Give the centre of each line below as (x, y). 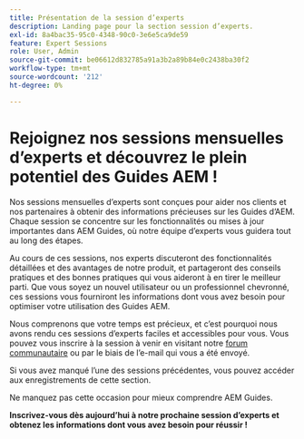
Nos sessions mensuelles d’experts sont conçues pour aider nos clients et (148, 201)
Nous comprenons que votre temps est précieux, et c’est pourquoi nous (144, 324)
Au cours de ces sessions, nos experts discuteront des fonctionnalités (141, 258)
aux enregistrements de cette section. (80, 380)
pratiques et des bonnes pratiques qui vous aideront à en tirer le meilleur (145, 277)
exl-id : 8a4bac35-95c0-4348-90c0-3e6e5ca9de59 (99, 34)
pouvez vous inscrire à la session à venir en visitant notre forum (128, 343)
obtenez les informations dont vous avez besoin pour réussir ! (128, 424)
